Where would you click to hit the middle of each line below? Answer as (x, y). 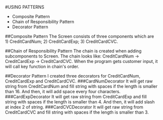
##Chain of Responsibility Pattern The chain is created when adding (73, 51)
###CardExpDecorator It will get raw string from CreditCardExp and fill (76, 97)
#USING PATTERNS (25, 7)
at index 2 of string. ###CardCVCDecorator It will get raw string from (74, 107)
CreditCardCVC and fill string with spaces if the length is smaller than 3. (77, 112)
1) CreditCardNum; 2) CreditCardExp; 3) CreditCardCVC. (62, 41)
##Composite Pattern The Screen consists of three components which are (80, 36)
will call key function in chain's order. (42, 66)
